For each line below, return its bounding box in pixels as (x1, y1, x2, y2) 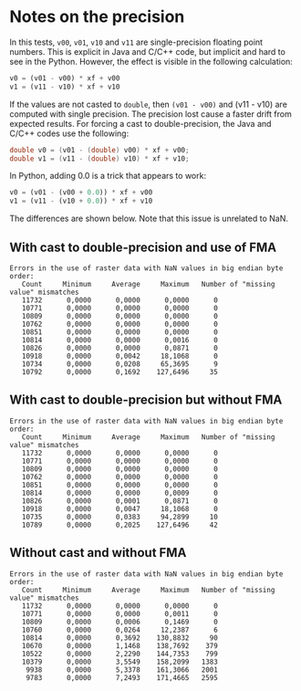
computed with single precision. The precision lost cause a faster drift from (9, 108, 292, 120)
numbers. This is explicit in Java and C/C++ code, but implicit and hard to (9, 46, 285, 57)
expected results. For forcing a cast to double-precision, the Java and (9, 118, 272, 129)
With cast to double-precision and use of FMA (9, 239, 277, 255)
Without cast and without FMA (9, 545, 187, 560)
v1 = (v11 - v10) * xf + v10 (9, 82, 120, 91)
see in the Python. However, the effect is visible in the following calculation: (9, 56, 294, 67)
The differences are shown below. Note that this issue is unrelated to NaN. (9, 213, 289, 225)
